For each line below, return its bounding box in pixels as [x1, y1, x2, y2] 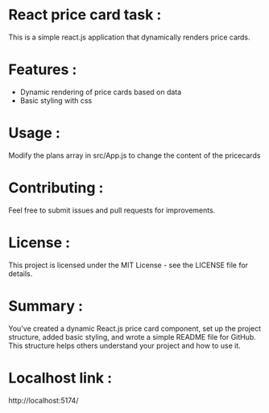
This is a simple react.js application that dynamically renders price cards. [8, 32, 251, 42]
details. [8, 268, 33, 279]
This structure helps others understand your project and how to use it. [8, 341, 242, 350]
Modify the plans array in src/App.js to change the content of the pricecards [8, 151, 261, 160]
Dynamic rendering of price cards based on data [19, 87, 182, 97]
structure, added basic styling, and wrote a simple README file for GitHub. [8, 332, 256, 341]
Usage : [8, 124, 60, 142]
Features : [8, 60, 77, 79]
